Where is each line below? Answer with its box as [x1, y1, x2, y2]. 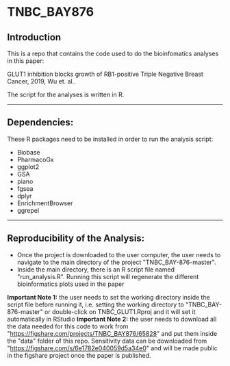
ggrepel [16, 206, 40, 214]
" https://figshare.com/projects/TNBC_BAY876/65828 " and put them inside [7, 329, 218, 337]
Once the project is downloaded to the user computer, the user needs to [16, 250, 221, 259]
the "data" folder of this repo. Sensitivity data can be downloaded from [7, 337, 207, 345]
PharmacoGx [16, 155, 54, 164]
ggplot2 [16, 162, 40, 171]
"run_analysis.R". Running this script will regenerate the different [16, 272, 199, 280]
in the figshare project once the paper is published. [7, 351, 152, 359]
